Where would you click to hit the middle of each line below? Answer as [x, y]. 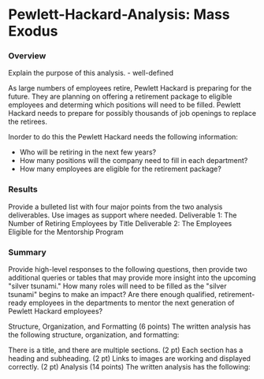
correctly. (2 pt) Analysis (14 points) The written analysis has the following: [129, 367]
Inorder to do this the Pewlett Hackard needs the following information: [123, 137]
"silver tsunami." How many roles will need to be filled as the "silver [117, 286]
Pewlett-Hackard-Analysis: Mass [119, 15]
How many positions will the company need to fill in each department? [134, 161]
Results [23, 189]
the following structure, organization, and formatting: [94, 335]
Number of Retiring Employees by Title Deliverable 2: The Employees [120, 223]
